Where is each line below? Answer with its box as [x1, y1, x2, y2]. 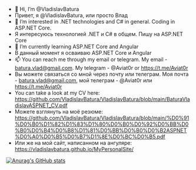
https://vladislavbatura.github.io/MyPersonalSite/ [14, 146, 134, 152]
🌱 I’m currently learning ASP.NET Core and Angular [14, 43, 139, 50]
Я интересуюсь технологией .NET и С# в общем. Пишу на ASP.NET [14, 31, 184, 38]
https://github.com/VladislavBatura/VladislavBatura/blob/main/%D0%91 [14, 115, 190, 121]
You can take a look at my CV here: [14, 89, 100, 96]
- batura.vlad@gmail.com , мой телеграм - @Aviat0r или [14, 77, 152, 84]
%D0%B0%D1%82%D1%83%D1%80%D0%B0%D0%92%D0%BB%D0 [14, 121, 189, 128]
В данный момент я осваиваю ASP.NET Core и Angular [14, 49, 152, 56]
